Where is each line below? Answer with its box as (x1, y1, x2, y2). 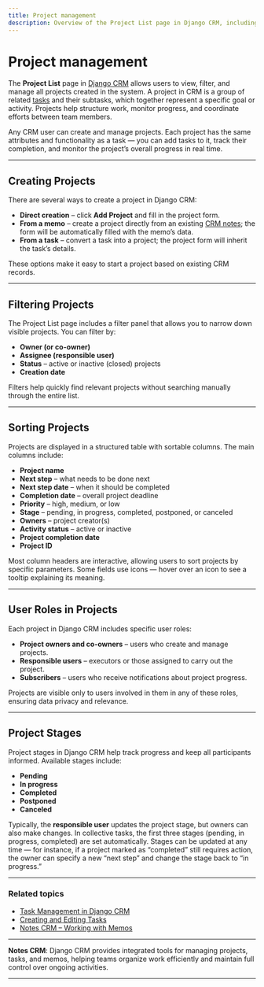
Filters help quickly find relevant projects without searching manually (8, 383, 231, 392)
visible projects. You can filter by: (8, 327, 116, 337)
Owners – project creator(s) (19, 516, 110, 525)
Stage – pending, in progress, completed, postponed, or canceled (19, 507, 233, 516)
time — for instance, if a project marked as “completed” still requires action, (8, 845, 254, 854)
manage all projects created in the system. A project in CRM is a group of (8, 87, 245, 97)
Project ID (19, 541, 53, 550)
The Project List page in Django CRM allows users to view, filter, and (8, 79, 230, 88)
